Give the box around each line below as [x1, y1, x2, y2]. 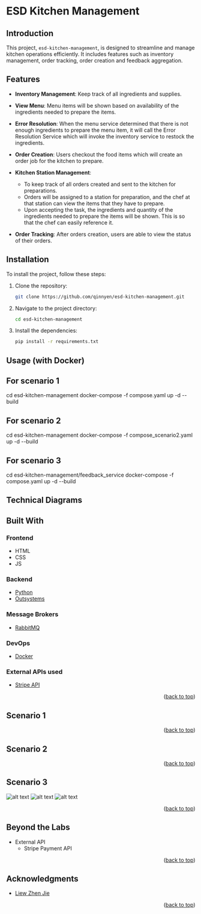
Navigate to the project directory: [14, 304, 97, 312]
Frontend [6, 534, 34, 542]
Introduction [6, 28, 54, 39]
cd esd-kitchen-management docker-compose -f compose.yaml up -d [6, 392, 181, 399]
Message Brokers [6, 610, 59, 619]
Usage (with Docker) [6, 355, 85, 365]
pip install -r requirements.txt [14, 339, 99, 345]
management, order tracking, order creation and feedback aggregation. [6, 57, 183, 64]
